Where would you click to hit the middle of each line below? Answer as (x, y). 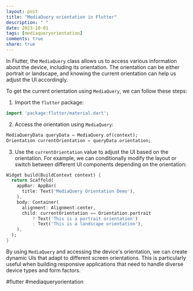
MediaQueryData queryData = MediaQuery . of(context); (72, 135)
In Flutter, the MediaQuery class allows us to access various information (92, 61)
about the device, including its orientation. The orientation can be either (93, 67)
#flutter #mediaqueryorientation (45, 282)
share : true (21, 45)
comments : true (25, 39)
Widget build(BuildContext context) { (54, 175)
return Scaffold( (33, 180)
